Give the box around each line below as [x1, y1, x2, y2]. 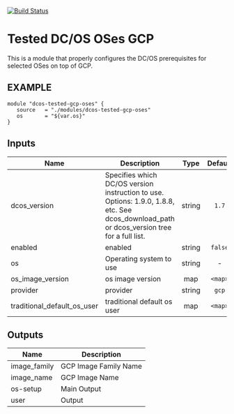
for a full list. [104, 231, 146, 241]
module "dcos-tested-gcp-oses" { [7, 100, 104, 108]
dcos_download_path [104, 214, 175, 223]
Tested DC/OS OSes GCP [7, 31, 155, 47]
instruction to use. [104, 187, 164, 197]
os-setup [10, 384, 42, 394]
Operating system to [104, 253, 172, 263]
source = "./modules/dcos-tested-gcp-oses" [16, 106, 151, 113]
